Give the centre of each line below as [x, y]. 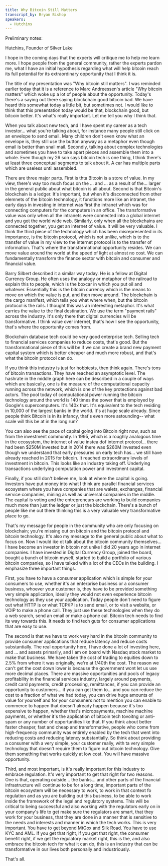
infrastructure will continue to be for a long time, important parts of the [78, 785]
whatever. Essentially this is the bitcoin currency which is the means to [78, 290]
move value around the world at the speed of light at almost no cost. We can [84, 253]
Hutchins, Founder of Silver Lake [39, 48]
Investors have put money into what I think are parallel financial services [80, 484]
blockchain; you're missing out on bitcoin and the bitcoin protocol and [77, 531]
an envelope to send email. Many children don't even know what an [75, 136]
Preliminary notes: [24, 38]
